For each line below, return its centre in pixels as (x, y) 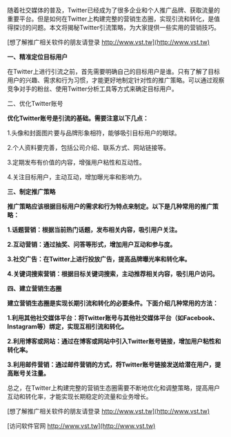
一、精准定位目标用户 (37, 57)
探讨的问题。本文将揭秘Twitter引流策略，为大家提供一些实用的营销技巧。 (117, 27)
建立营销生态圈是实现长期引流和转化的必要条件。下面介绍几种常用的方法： (113, 303)
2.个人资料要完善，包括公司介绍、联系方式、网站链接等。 (89, 148)
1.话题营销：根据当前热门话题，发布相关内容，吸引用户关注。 (94, 230)
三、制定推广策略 (31, 192)
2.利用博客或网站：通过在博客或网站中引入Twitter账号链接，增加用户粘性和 (114, 341)
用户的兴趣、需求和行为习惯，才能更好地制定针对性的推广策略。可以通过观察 (116, 80)
